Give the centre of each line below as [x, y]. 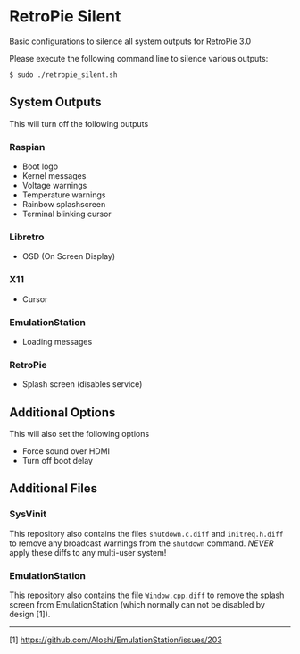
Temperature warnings [64, 195]
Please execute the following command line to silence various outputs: [139, 58]
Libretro [27, 237]
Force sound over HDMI [66, 451]
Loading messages [57, 341]
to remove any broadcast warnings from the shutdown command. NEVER [142, 543]
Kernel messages [54, 176]
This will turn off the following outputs [79, 123]
